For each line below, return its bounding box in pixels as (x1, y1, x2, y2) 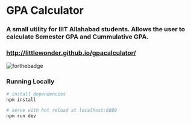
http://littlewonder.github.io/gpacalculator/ (6, 49, 137, 57)
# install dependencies (6, 91, 66, 97)
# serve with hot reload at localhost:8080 (6, 108, 117, 114)
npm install (6, 97, 36, 103)
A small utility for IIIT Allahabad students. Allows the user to (6, 25, 186, 34)
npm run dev (6, 113, 36, 119)
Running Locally (6, 78, 55, 86)
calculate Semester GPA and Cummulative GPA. (6, 32, 149, 41)
